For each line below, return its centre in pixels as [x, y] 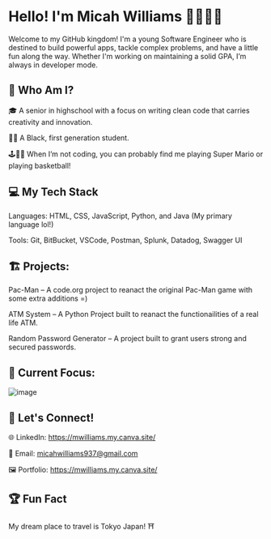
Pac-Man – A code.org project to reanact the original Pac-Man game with [131, 290]
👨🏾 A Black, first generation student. [69, 138]
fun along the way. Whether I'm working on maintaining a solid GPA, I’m [127, 56]
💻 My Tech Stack [53, 192]
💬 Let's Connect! [51, 418]
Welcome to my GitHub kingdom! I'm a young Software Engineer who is [127, 39]
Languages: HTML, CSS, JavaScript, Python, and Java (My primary [121, 216]
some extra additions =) [48, 298]
